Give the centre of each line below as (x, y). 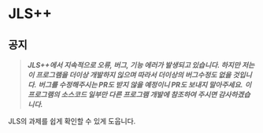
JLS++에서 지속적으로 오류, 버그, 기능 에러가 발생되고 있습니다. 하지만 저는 (141, 65)
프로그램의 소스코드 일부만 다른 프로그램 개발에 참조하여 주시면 (122, 94)
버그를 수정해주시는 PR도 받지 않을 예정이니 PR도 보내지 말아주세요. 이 (145, 85)
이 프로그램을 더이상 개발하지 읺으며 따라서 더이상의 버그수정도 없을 (129, 75)
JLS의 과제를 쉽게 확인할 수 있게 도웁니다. (72, 121)
